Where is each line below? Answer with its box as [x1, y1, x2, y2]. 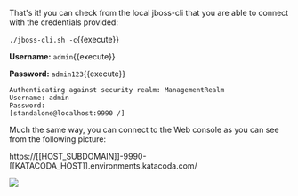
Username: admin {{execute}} [9, 51, 116, 61]
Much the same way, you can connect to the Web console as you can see [9, 124, 279, 135]
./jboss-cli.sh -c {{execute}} [9, 35, 120, 44]
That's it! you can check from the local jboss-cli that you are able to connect [9, 8, 289, 18]
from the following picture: [9, 134, 107, 145]
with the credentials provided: [9, 17, 118, 27]
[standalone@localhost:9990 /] [9, 109, 125, 118]
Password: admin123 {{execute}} [9, 68, 126, 79]
